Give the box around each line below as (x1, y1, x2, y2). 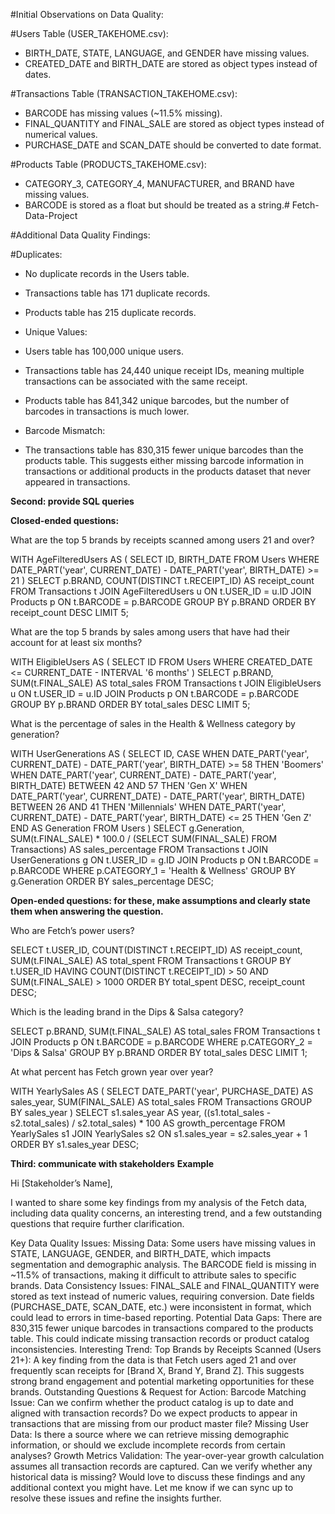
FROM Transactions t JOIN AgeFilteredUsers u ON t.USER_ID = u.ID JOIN (10, 585, 312, 597)
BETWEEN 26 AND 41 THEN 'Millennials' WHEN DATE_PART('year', (10, 801, 287, 813)
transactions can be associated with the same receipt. (24, 375, 248, 387)
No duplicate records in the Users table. (24, 268, 190, 279)
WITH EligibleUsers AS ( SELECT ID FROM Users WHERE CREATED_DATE (10, 656, 313, 668)
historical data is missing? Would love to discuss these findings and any (10, 1471, 306, 1483)
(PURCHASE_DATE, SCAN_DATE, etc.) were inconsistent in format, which (10, 1301, 312, 1313)
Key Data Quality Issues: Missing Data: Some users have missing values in (10, 1237, 316, 1249)
